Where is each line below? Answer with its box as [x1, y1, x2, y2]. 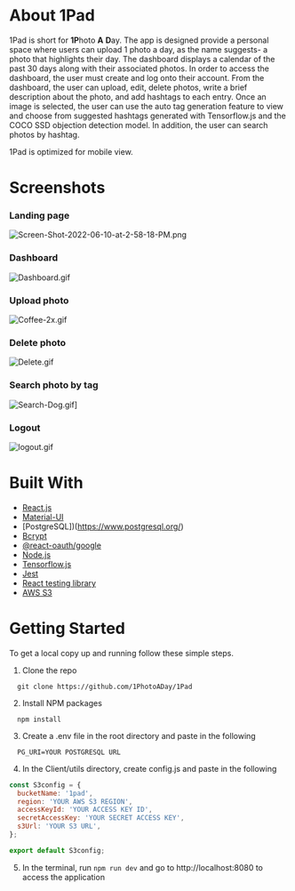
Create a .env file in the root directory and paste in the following [21, 730, 256, 741]
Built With [9, 473, 84, 494]
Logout [9, 421, 41, 434]
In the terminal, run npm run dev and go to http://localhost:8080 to [21, 862, 264, 872]
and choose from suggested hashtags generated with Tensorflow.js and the [9, 110, 287, 121]
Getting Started [9, 619, 126, 638]
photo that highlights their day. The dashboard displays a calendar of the [9, 53, 275, 64]
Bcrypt [21, 530, 47, 541]
